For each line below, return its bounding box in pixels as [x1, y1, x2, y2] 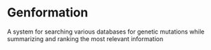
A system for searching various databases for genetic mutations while [7, 27, 205, 36]
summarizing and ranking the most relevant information [7, 34, 164, 42]
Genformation [7, 5, 88, 21]
